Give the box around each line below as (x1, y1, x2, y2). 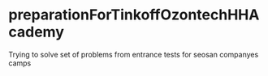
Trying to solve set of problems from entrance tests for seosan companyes (8, 49, 259, 59)
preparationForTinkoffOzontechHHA (8, 6, 260, 24)
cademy (8, 23, 65, 41)
